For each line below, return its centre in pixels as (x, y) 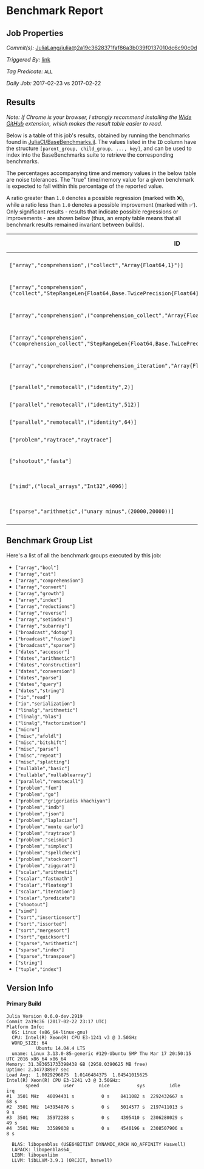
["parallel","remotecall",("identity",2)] (72, 387)
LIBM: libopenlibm (35, 1155)
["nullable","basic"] (42, 768)
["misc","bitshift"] (41, 742)
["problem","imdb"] (40, 807)
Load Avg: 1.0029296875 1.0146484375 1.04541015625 (77, 1075)
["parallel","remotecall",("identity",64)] (73, 422)
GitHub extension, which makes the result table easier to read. (84, 123)
